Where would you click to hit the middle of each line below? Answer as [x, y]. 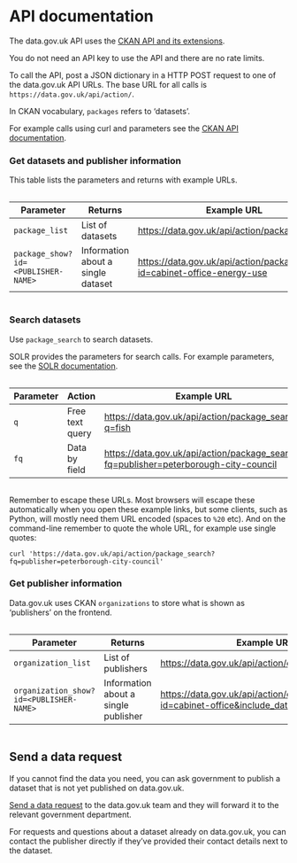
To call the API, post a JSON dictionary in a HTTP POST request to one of [143, 75]
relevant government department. [71, 814]
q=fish [117, 427]
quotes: [23, 537]
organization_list [52, 663]
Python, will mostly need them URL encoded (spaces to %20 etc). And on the [147, 518]
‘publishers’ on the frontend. [61, 612]
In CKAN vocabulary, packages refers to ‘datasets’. [99, 111]
